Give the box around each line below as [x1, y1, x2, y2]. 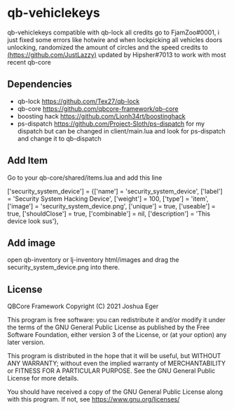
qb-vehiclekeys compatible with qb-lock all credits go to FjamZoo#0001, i [7, 28, 219, 37]
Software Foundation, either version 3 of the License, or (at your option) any [7, 331, 227, 339]
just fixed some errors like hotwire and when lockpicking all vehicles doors [7, 35, 223, 44]
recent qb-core [7, 58, 51, 66]
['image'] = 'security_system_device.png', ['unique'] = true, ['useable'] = [7, 201, 216, 210]
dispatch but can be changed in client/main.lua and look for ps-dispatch [17, 126, 226, 135]
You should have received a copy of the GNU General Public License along [7, 388, 223, 396]
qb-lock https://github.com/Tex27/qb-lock [17, 97, 140, 105]
